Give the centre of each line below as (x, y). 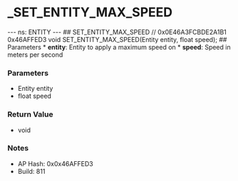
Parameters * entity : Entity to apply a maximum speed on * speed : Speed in (119, 47)
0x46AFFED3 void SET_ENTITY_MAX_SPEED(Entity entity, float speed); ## (117, 39)
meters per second (35, 55)
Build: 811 (31, 171)
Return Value (30, 114)
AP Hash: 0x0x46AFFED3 (56, 163)
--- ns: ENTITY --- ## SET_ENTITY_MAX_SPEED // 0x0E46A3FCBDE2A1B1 (117, 32)
